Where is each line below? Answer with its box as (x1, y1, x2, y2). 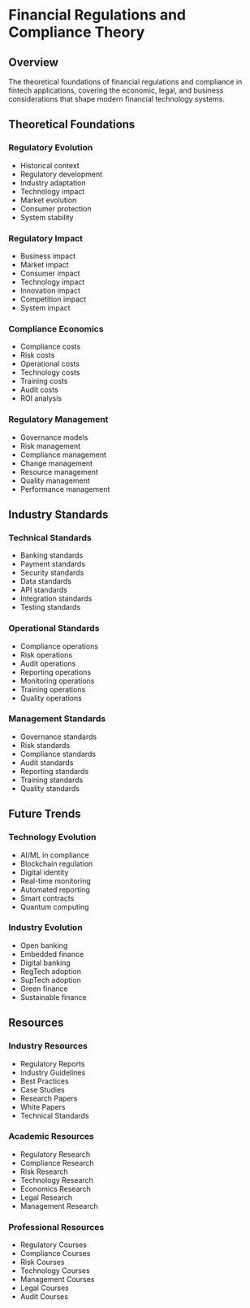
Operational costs (19, 359, 80, 369)
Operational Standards (8, 623, 100, 634)
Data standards (19, 576, 71, 586)
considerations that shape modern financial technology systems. (8, 94, 226, 103)
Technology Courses (19, 1266, 91, 1275)
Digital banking (19, 958, 71, 967)
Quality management (19, 476, 91, 485)
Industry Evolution (8, 922, 83, 933)
